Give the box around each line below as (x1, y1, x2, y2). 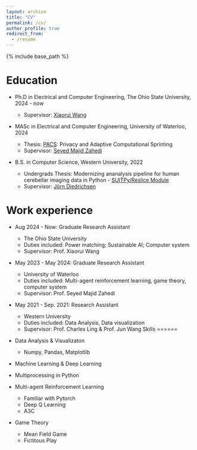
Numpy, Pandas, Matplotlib (23, 348, 90, 355)
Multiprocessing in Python (14, 371, 79, 378)
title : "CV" (6, 14, 36, 20)
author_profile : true (6, 25, 60, 32)
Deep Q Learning (23, 401, 66, 408)
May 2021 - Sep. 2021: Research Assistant (14, 301, 119, 308)
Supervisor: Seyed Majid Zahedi (23, 147, 102, 154)
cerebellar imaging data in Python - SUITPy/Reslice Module (23, 176, 170, 184)
